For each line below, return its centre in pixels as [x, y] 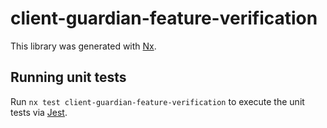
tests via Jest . [39, 112]
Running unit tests [68, 77]
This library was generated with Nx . [83, 46]
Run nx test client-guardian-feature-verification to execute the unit [157, 101]
